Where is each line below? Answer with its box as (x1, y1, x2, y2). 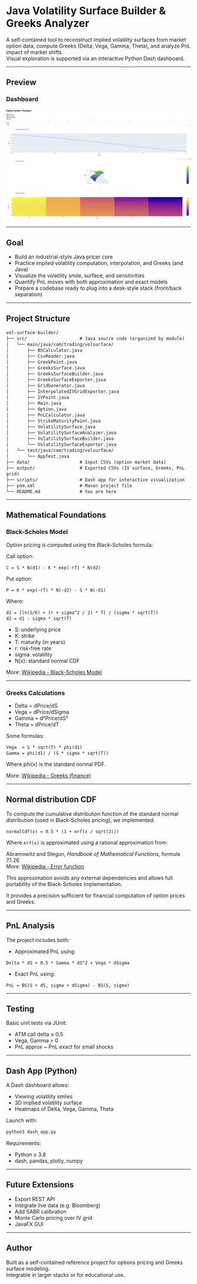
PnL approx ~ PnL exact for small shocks (14, 1043, 114, 1050)
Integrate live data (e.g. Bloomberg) (14, 1202, 101, 1209)
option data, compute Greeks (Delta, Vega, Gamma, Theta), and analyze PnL (6, 42, 191, 49)
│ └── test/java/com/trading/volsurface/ (6, 447, 114, 453)
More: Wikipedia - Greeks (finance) (6, 772, 91, 779)
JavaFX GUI (14, 1220, 44, 1227)
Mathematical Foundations (6, 510, 107, 520)
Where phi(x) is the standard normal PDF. (6, 761, 106, 768)
